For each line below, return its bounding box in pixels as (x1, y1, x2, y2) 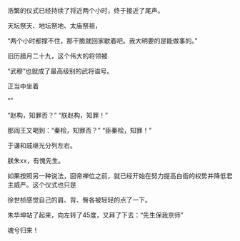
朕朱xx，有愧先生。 (7, 156, 65, 165)
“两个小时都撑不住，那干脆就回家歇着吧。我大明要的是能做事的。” (7, 36, 198, 45)
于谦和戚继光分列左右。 (7, 141, 76, 150)
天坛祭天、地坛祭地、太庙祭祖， (7, 21, 101, 30)
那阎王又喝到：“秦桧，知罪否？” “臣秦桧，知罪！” (7, 126, 152, 134)
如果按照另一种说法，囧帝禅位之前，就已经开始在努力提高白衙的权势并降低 (7, 172, 226, 180)
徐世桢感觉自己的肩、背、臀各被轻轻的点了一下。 (7, 195, 151, 204)
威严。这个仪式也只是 (13, 180, 76, 189)
